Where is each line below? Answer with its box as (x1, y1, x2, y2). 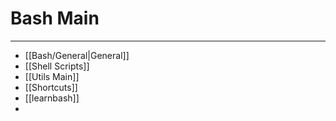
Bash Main (10, 7, 100, 30)
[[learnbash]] (24, 92, 80, 104)
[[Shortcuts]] (24, 81, 78, 93)
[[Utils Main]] (24, 70, 80, 82)
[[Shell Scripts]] (24, 60, 90, 72)
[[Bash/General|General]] (24, 49, 130, 61)
